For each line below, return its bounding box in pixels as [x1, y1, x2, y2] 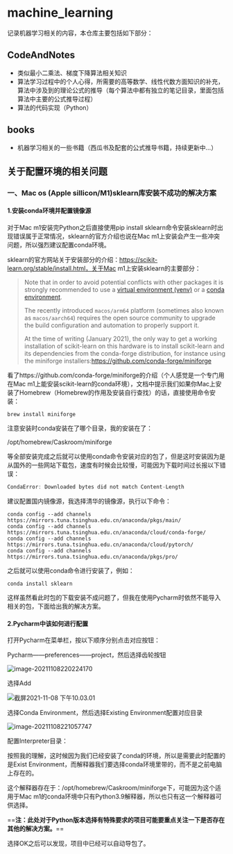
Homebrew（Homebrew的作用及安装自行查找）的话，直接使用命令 [19, 388, 210, 397]
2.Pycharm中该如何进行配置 [7, 619, 89, 627]
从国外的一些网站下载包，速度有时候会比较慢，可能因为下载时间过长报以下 [7, 461, 220, 470]
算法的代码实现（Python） [17, 103, 93, 112]
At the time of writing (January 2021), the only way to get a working [24, 335, 217, 343]
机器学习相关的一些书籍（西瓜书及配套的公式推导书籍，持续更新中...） [17, 143, 217, 151]
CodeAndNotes [7, 49, 76, 61]
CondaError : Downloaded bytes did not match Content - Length [7, 484, 185, 491]
